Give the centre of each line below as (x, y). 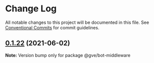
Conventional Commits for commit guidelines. (52, 27)
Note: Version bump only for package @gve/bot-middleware (68, 55)
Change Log (31, 9)
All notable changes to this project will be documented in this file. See (77, 22)
